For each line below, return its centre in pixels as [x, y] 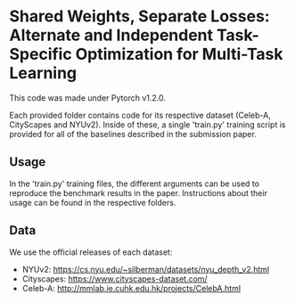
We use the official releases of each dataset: [91, 252]
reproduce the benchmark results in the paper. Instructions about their [138, 192]
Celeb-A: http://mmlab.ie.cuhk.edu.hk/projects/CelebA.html [131, 288]
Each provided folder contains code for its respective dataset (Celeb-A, [140, 115]
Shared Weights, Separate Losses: [139, 16]
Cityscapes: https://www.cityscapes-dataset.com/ [115, 279]
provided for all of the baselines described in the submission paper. [133, 134]
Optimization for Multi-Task [179, 54]
